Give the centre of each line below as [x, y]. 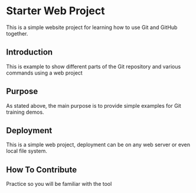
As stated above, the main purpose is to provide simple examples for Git [94, 105]
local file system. [27, 151]
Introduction [30, 52]
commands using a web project [44, 73]
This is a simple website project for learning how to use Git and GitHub [92, 27]
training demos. [25, 112]
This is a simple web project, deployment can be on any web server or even [98, 145]
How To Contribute [42, 170]
